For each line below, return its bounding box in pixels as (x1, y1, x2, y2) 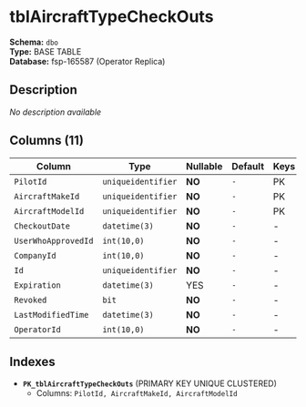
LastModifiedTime (14, 310, 89, 320)
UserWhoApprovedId (14, 235, 94, 246)
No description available (9, 107, 102, 117)
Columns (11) (9, 133, 85, 148)
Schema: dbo (9, 36, 59, 47)
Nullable (186, 159, 223, 172)
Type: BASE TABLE (9, 46, 82, 56)
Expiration (14, 280, 61, 290)
